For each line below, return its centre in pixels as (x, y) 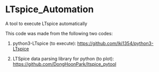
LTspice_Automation (50, 9)
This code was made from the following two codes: (59, 33)
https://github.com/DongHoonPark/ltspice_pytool (64, 64)
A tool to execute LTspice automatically (46, 23)
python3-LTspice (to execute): (44, 43)
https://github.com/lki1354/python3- (115, 43)
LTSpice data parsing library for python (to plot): (63, 58)
